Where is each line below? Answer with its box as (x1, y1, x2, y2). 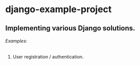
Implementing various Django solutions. (5, 24, 135, 32)
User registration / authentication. (12, 53, 84, 59)
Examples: (5, 38, 28, 44)
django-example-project (5, 4, 112, 15)
